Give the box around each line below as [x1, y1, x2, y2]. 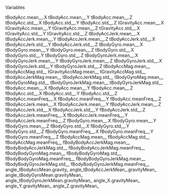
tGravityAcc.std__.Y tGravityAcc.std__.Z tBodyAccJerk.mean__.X [5, 31, 140, 36]
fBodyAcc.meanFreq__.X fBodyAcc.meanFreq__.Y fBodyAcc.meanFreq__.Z [5, 96, 162, 102]
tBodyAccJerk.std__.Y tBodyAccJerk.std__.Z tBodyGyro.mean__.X [5, 41, 143, 48]
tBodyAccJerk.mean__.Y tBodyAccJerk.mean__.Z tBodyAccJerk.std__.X [5, 36, 156, 42]
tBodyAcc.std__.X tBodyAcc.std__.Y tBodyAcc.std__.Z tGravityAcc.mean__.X [5, 20, 164, 26]
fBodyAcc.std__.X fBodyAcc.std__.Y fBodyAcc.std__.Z [5, 91, 117, 96]
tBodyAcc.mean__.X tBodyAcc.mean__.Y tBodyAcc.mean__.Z [5, 14, 133, 20]
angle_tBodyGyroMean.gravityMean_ [5, 172, 83, 178]
